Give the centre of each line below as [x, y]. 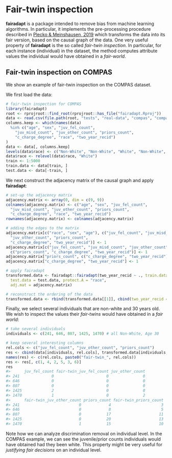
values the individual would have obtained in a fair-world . [66, 56]
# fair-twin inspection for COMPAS [44, 104]
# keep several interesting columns [45, 343]
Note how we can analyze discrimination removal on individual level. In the [84, 433]
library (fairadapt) [27, 108]
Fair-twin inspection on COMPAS [59, 72]
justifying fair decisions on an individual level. [54, 450]
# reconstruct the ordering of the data [50, 294]
